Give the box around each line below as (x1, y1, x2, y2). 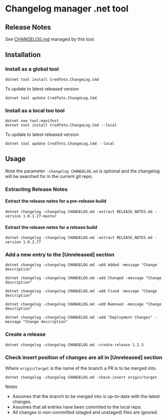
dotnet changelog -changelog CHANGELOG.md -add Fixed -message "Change (5, 288, 157, 294)
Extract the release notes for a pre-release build (5, 198, 107, 204)
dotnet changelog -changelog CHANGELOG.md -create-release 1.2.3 (5, 342, 144, 347)
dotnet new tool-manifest (5, 118, 59, 123)
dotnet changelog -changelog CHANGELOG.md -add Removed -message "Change (5, 302, 162, 307)
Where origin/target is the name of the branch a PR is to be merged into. (5, 365, 157, 371)
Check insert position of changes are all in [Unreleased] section (5, 353, 163, 360)
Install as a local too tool (5, 107, 65, 114)
